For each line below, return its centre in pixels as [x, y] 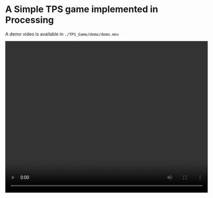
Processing [30, 20]
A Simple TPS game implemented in [82, 9]
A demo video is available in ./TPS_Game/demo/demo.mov [62, 34]
